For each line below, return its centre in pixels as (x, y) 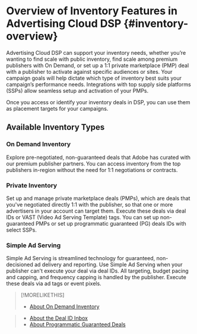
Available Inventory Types (55, 127)
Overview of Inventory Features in (92, 11)
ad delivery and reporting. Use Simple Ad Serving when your (109, 265)
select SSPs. (21, 230)
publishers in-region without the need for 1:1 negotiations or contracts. (92, 170)
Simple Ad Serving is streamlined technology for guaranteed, (81, 258)
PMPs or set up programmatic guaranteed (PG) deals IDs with (111, 223)
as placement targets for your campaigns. (57, 108)
